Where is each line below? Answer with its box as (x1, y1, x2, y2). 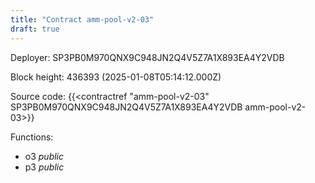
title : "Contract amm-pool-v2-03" (10, 14, 155, 25)
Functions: (10, 131, 54, 143)
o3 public (24, 150, 65, 162)
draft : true (10, 24, 60, 34)
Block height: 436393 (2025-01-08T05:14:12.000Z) (10, 71, 222, 83)
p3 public (24, 161, 65, 173)
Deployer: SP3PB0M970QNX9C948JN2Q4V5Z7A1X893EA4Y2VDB (10, 51, 285, 63)
